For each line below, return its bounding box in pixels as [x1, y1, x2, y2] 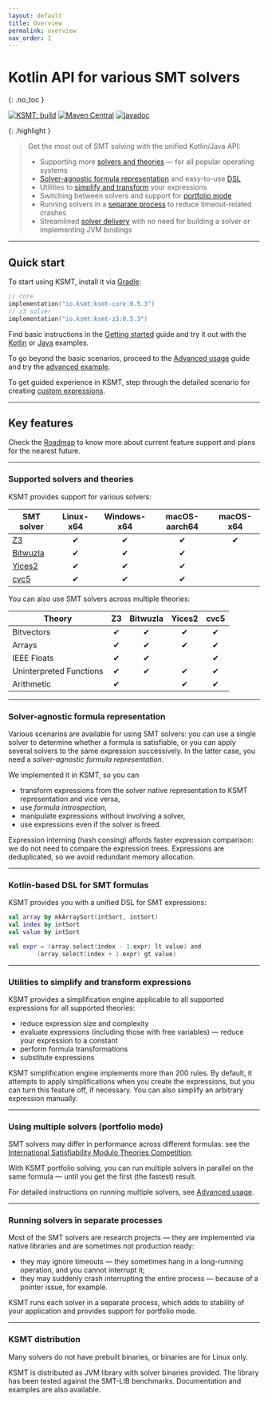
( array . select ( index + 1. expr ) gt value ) [37, 950, 177, 958]
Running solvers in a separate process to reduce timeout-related [39, 199, 252, 209]
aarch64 [166, 521, 199, 532]
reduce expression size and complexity [19, 1018, 149, 1028]
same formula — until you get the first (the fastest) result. [8, 1172, 197, 1181]
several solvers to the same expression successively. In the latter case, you [8, 746, 256, 755]
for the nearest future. [8, 446, 81, 456]
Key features [8, 416, 73, 430]
